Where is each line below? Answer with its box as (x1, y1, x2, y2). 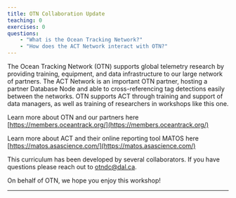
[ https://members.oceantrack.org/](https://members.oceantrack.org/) (7, 121, 209, 128)
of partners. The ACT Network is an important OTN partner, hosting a (7, 77, 208, 85)
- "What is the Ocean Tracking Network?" (20, 37, 143, 44)
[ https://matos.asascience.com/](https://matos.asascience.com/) (7, 142, 196, 150)
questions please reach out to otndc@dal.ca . (7, 163, 137, 171)
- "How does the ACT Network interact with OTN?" (20, 43, 169, 50)
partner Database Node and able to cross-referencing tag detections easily (7, 85, 225, 93)
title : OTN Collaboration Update (7, 10, 105, 18)
